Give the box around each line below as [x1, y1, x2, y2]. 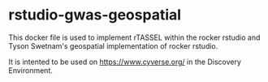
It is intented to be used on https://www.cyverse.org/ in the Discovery [8, 57, 242, 67]
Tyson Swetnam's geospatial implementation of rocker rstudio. [8, 41, 218, 50]
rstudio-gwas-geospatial [8, 6, 181, 24]
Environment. [8, 65, 53, 75]
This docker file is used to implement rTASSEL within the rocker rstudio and [8, 32, 261, 42]
